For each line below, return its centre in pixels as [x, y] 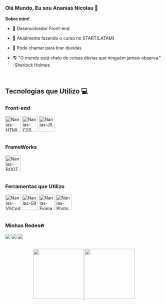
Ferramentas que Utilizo [35, 186]
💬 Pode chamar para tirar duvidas [47, 48]
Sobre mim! [17, 19]
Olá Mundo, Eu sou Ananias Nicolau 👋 [52, 8]
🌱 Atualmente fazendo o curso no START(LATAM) [63, 38]
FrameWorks [21, 147]
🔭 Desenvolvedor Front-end [41, 28]
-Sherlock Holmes [31, 65]
